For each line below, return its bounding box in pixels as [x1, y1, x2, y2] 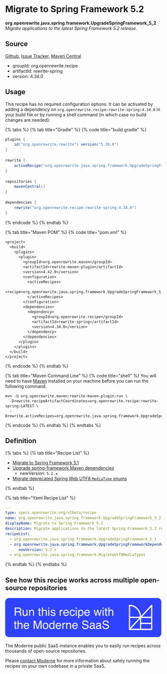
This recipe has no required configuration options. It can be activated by [5, 101, 153, 107]
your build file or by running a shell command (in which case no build [5, 111, 147, 118]
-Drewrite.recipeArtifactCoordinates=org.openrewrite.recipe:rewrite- [9, 398, 159, 404]
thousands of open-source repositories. [5, 648, 87, 654]
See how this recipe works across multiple [5, 576, 139, 584]
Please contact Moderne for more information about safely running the [5, 658, 150, 664]
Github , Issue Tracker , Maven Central [5, 53, 81, 59]
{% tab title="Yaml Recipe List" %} [5, 495, 76, 501]
